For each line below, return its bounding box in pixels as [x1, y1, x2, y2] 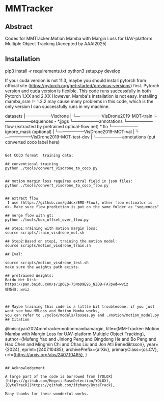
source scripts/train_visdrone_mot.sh [5, 230, 84, 235]
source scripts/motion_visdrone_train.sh [5, 243, 91, 248]
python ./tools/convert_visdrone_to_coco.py [5, 165, 98, 171]
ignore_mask [5, 129, 31, 134]
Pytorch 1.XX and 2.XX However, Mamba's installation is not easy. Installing [5, 93, 158, 99]
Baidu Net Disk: [5, 277, 38, 282]
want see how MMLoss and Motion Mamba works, [5, 308, 100, 313]
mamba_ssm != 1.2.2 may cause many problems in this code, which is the [5, 98, 154, 104]
